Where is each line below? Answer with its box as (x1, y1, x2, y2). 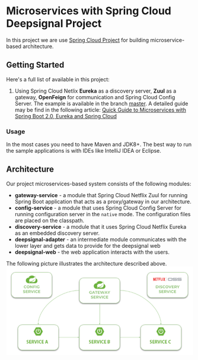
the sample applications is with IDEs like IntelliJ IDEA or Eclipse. (6, 147, 162, 154)
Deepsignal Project (6, 17, 102, 30)
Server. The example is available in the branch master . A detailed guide (14, 100, 189, 107)
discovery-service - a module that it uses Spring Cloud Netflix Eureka (14, 223, 187, 230)
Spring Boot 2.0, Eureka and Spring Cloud (14, 112, 117, 119)
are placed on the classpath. (14, 217, 85, 224)
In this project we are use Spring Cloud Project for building (6, 36, 149, 43)
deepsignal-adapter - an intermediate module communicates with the (14, 236, 187, 243)
